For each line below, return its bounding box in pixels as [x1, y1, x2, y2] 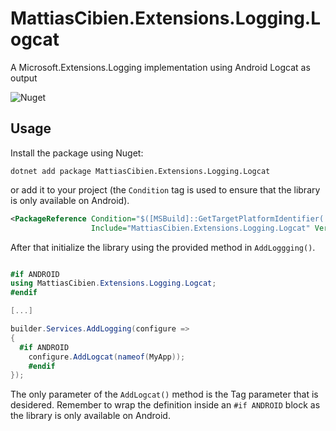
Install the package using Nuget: [10, 147, 144, 159]
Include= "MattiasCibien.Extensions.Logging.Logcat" [90, 223, 311, 233]
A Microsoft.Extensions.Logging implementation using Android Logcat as [10, 61, 311, 73]
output [10, 72, 38, 84]
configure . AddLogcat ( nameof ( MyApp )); [28, 352, 186, 362]
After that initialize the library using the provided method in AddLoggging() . [10, 241, 316, 253]
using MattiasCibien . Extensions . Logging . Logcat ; [10, 278, 217, 289]
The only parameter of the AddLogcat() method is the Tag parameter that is [10, 388, 319, 401]
